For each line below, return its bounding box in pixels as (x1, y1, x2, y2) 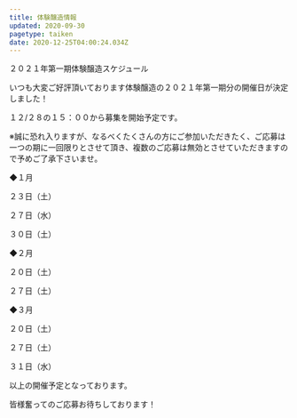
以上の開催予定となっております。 (9, 380, 133, 391)
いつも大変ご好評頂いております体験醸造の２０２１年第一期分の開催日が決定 (9, 82, 289, 93)
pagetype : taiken (9, 29, 74, 38)
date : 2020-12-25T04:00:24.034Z (9, 37, 129, 47)
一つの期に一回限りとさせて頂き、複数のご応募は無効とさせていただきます (9, 142, 281, 153)
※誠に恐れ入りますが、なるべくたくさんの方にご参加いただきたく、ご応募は (9, 131, 286, 142)
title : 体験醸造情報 (9, 12, 77, 22)
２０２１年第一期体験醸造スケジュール (9, 63, 149, 74)
